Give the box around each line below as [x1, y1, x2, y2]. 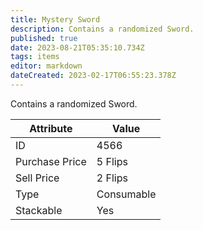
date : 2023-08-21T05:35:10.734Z [10, 42, 145, 53]
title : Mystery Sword [10, 14, 101, 25]
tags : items [10, 52, 60, 62]
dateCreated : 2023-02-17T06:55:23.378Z [10, 71, 177, 81]
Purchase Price [15, 154, 87, 168]
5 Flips [96, 154, 128, 168]
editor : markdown [10, 61, 83, 71]
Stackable [15, 203, 63, 217]
